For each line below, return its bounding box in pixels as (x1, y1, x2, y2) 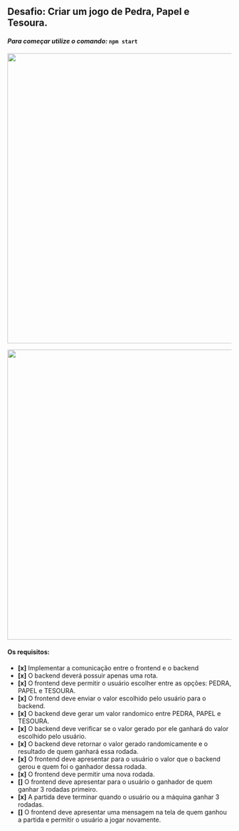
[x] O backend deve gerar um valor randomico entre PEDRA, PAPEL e (17, 709, 221, 717)
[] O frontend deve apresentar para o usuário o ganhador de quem (17, 777, 213, 786)
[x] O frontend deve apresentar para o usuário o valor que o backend (17, 755, 221, 763)
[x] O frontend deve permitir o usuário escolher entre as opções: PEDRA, (17, 678, 232, 688)
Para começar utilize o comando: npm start (7, 36, 138, 45)
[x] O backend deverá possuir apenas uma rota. (17, 671, 159, 680)
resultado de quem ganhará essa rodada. (17, 747, 139, 755)
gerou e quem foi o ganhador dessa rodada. (17, 762, 147, 770)
